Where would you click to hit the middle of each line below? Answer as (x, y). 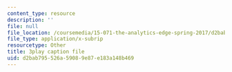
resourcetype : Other (37, 45)
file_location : (29, 33)
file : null (23, 26)
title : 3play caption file (46, 52)
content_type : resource (41, 13)
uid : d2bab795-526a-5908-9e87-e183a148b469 (71, 58)
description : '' (30, 20)
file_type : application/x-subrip (55, 39)
